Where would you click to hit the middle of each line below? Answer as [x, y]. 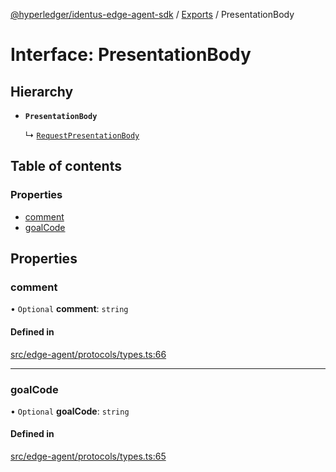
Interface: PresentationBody [131, 55]
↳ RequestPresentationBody [82, 135]
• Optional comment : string [69, 309]
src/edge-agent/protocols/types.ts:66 [88, 354]
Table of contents [66, 166]
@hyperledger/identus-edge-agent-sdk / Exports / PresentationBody [152, 14]
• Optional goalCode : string [70, 411]
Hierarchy [42, 91]
